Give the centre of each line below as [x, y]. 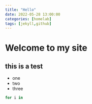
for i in [14, 98]
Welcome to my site [46, 48]
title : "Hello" [21, 10]
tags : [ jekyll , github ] [28, 24]
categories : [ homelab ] [28, 19]
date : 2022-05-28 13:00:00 [33, 14]
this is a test [24, 66]
